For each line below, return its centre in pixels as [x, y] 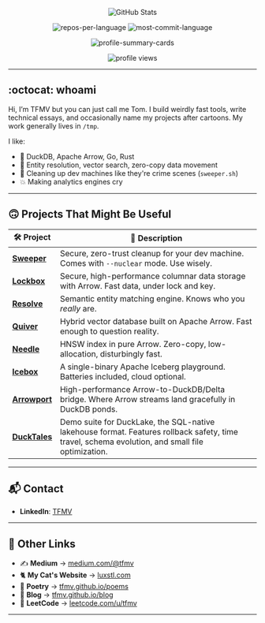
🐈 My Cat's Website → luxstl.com [75, 575]
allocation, [79, 353]
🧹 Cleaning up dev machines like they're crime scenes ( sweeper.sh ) [129, 173]
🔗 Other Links [42, 544]
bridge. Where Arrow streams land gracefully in [147, 399]
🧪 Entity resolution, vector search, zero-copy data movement [119, 165]
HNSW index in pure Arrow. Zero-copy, [133, 344]
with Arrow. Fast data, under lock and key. [137, 285]
